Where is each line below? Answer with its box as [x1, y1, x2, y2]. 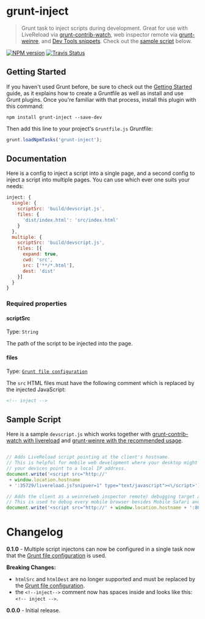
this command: [6, 102, 44, 110]
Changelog [6, 525, 63, 539]
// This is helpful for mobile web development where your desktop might [6, 460, 198, 466]
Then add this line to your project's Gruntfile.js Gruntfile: [6, 125, 153, 132]
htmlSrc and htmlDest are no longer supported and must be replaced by [15, 576, 195, 583]
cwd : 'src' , [22, 257, 53, 263]
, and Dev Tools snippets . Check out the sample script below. [38, 37, 192, 44]
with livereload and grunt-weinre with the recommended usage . [23, 437, 183, 444]
